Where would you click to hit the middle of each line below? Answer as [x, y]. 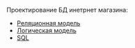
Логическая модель [47, 31]
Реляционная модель [48, 23]
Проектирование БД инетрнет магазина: [67, 10]
